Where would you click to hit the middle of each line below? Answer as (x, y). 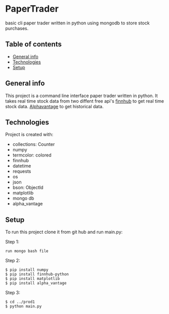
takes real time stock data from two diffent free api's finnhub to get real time (85, 101)
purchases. (17, 28)
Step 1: (12, 242)
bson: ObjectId (28, 187)
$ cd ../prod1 (20, 302)
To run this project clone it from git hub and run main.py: (64, 232)
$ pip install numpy (27, 270)
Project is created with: (29, 135)
